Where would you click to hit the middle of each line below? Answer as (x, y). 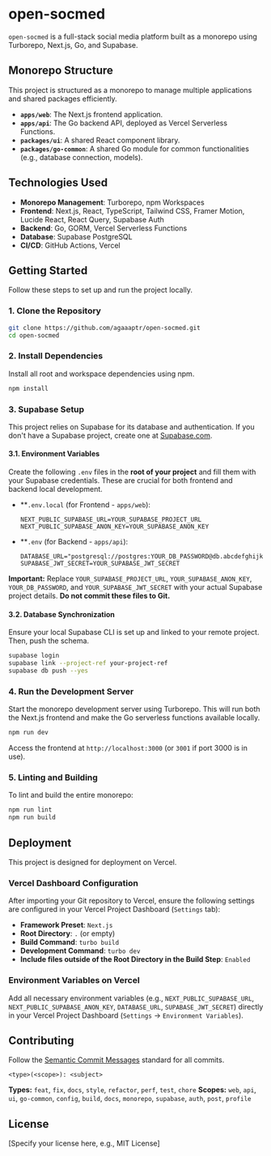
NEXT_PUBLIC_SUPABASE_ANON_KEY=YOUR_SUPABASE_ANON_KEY (114, 527)
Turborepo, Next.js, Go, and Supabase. (73, 44)
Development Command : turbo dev (80, 951)
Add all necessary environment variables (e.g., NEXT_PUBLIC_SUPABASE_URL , (131, 998)
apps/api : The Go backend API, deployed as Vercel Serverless (124, 123)
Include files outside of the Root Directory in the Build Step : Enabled (135, 959)
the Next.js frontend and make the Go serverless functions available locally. (134, 718)
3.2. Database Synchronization (62, 614)
